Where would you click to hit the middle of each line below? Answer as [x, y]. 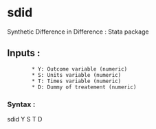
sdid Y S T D [25, 119]
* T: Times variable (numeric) [77, 81]
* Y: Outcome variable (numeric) [80, 69]
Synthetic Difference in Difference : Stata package [78, 32]
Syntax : [21, 104]
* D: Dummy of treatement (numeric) [84, 87]
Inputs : [24, 53]
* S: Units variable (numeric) [77, 75]
